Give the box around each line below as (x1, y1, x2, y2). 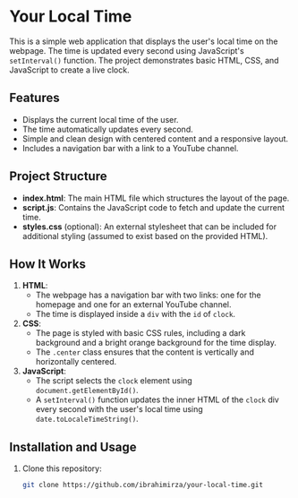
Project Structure (9, 168, 107, 185)
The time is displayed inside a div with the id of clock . (35, 309, 235, 320)
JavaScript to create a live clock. (9, 64, 130, 75)
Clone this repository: (21, 463, 102, 474)
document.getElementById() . (35, 385, 139, 396)
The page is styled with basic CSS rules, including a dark (35, 328, 246, 339)
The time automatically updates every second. (21, 124, 194, 134)
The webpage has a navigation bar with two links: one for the (35, 289, 261, 301)
